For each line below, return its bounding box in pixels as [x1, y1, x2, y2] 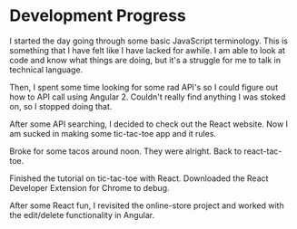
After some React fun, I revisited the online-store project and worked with [9, 200, 284, 211]
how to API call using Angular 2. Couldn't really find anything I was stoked [9, 91, 286, 102]
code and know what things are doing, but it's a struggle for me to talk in [9, 54, 282, 65]
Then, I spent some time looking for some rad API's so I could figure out [9, 81, 279, 92]
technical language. [9, 64, 84, 75]
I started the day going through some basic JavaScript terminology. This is [9, 35, 289, 46]
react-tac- [243, 146, 282, 157]
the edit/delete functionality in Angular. [9, 209, 155, 220]
